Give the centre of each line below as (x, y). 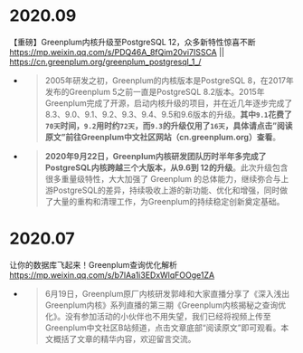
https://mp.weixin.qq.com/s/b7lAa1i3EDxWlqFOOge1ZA (112, 275)
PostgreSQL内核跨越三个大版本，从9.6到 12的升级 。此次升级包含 (166, 167)
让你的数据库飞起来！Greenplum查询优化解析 (94, 264)
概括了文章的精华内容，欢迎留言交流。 (124, 339)
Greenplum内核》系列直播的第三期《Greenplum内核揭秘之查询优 (166, 305)
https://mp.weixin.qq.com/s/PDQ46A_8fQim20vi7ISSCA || (117, 52)
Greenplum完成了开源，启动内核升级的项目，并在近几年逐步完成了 (169, 103)
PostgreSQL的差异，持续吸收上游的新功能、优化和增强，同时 (166, 190)
